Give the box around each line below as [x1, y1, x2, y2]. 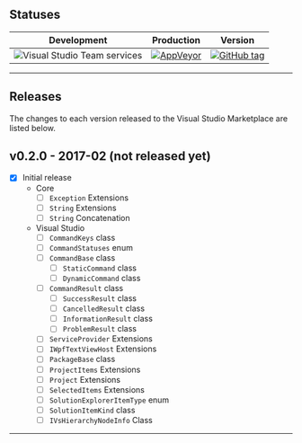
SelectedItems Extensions [49, 384, 146, 394]
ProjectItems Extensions [49, 364, 141, 375]
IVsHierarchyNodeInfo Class [49, 414, 153, 425]
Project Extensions [49, 374, 121, 385]
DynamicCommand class [62, 272, 141, 283]
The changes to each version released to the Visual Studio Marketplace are [9, 112, 289, 124]
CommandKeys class [49, 232, 116, 243]
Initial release [22, 173, 72, 183]
